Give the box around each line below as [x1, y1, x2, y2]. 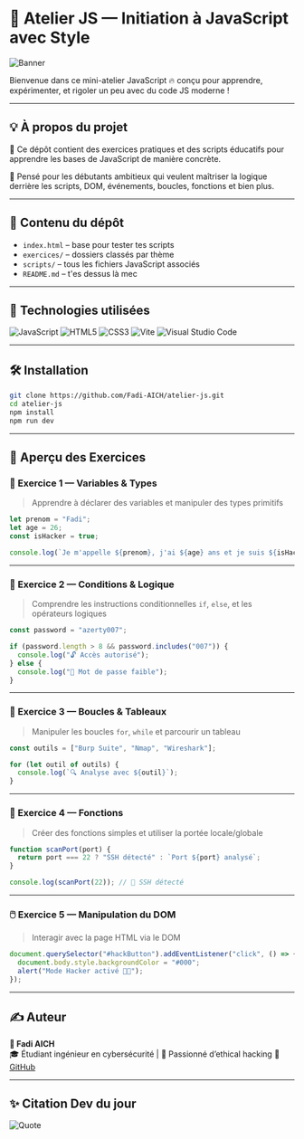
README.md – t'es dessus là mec [22, 268, 138, 279]
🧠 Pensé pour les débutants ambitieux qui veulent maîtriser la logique [9, 171, 268, 182]
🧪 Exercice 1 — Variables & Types [9, 477, 157, 489]
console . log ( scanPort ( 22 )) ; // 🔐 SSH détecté [9, 878, 184, 887]
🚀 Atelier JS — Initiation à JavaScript [9, 8, 290, 29]
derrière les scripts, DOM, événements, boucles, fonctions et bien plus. [9, 180, 275, 191]
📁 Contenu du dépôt [9, 215, 125, 231]
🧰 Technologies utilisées [9, 302, 151, 318]
